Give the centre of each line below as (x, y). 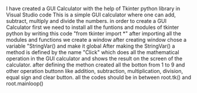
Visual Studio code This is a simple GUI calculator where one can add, (91, 15)
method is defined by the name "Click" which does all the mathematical (93, 52)
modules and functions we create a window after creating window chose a (96, 40)
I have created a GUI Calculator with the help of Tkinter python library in (93, 9)
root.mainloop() (25, 84)
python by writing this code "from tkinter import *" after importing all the (94, 34)
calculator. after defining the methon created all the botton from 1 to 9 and (96, 65)
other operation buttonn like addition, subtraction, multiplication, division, (95, 71)
